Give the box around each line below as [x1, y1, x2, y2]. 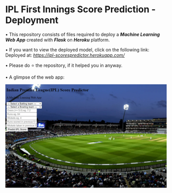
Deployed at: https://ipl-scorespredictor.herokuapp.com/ [5, 52, 125, 58]
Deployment [5, 14, 59, 26]
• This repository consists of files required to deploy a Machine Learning [5, 31, 160, 37]
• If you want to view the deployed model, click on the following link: [5, 46, 149, 53]
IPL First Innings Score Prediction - [5, 4, 156, 15]
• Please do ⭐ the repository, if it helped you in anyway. [5, 62, 123, 68]
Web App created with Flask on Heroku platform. [5, 37, 110, 43]
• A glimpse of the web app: [5, 74, 65, 80]
